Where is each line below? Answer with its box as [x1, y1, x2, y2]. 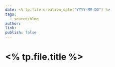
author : [5, 21, 21, 26]
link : [5, 26, 16, 31]
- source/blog [9, 16, 39, 21]
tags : [5, 12, 16, 17]
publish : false [5, 30, 37, 35]
